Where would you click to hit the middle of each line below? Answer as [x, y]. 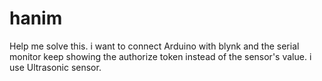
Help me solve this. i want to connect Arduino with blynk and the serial [154, 46]
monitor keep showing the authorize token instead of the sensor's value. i [160, 56]
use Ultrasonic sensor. [55, 67]
